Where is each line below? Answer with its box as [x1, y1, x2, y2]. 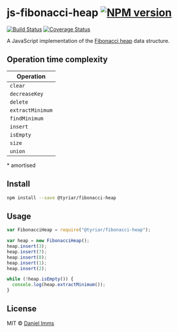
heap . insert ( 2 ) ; [7, 265, 47, 271]
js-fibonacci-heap [7, 6, 99, 20]
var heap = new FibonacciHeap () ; [7, 238, 90, 244]
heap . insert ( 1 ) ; [7, 260, 47, 266]
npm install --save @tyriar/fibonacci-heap [7, 194, 117, 201]
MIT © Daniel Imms [7, 319, 54, 327]
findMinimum [10, 115, 44, 122]
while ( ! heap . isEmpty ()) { [7, 276, 74, 283]
